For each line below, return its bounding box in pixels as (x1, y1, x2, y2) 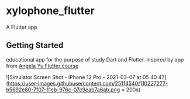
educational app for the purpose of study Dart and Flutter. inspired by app (6, 56, 184, 63)
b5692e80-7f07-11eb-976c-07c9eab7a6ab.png (6, 86, 120, 93)
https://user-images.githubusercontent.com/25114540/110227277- (8, 80, 168, 87)
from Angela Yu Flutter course (6, 62, 79, 69)
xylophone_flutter (6, 4, 95, 18)
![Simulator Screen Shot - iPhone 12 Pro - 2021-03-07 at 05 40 (6, 73, 157, 80)
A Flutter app (6, 23, 37, 30)
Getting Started (6, 40, 64, 50)
